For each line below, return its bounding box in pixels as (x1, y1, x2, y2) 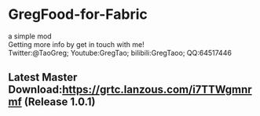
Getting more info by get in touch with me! (8, 39, 145, 49)
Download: (8, 83, 63, 96)
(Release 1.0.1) (24, 96, 96, 109)
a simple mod (8, 31, 53, 41)
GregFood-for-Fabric (8, 5, 148, 24)
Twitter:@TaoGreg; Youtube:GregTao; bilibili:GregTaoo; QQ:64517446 (8, 48, 232, 57)
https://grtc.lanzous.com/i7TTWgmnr (61, 83, 253, 96)
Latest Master (8, 71, 78, 84)
